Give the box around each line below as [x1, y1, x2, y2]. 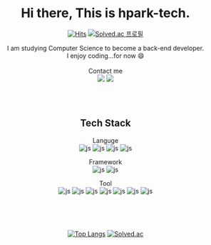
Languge [92, 136, 119, 144]
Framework [88, 157, 123, 166]
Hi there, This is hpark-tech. [21, 5, 190, 21]
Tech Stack [80, 117, 131, 129]
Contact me [88, 66, 123, 75]
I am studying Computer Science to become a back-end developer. [6, 44, 205, 52]
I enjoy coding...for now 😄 [66, 51, 145, 60]
